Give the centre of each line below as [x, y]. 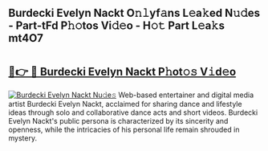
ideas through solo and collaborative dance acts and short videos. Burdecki [133, 112]
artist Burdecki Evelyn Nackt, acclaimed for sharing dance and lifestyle [125, 104]
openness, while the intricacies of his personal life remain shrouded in [124, 129]
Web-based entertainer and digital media [186, 95]
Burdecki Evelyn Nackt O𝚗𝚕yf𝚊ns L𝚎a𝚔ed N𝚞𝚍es [134, 13]
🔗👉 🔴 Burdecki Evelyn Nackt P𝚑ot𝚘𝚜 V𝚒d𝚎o [122, 71]
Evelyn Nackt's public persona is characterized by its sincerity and [118, 121]
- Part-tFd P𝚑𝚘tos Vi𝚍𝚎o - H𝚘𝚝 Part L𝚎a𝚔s [116, 26]
